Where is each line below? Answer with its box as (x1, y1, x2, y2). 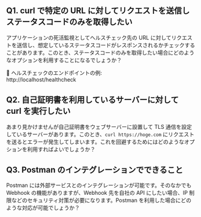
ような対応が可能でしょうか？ (6, 204, 80, 212)
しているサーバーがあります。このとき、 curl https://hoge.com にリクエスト (6, 131, 195, 138)
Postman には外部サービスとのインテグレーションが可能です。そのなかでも (6, 182, 192, 189)
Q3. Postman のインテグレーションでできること (6, 165, 184, 175)
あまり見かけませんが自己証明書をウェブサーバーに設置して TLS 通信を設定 (6, 123, 192, 130)
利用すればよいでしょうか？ (26, 146, 96, 153)
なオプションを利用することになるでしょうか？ (6, 56, 122, 64)
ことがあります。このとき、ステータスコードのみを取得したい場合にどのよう (6, 49, 195, 56)
